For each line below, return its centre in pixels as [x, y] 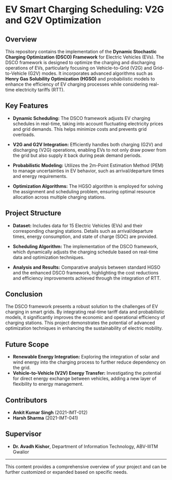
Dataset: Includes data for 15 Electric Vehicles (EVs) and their [78, 225]
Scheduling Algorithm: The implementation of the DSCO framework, [85, 246]
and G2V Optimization [53, 20]
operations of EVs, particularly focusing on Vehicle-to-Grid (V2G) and [79, 68]
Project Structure [33, 213]
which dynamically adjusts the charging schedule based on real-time [85, 252]
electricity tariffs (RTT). [40, 90]
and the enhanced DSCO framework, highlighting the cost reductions [85, 272]
